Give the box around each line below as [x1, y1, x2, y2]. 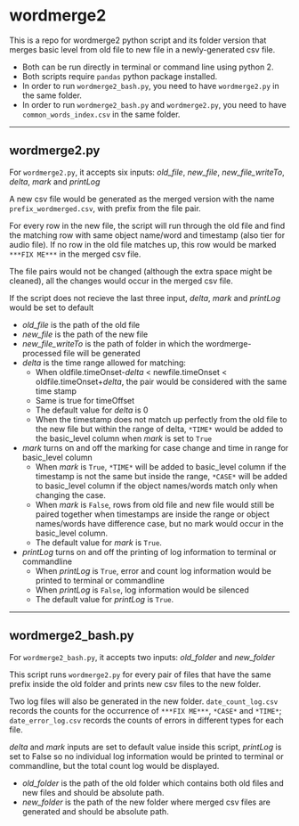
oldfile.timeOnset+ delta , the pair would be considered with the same [35, 376, 287, 387]
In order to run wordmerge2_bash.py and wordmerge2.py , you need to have [21, 99, 287, 110]
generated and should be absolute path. [21, 806, 169, 816]
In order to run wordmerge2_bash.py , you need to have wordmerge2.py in [21, 80, 279, 91]
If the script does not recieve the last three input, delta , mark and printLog [9, 292, 281, 303]
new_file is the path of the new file [21, 329, 149, 339]
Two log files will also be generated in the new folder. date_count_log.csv [9, 696, 279, 707]
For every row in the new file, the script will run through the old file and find [9, 220, 286, 231]
